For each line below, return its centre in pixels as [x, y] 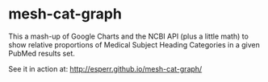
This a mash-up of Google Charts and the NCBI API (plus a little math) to [128, 36]
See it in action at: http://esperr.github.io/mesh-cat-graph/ [105, 68]
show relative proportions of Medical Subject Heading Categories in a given [134, 44]
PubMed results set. [42, 53]
